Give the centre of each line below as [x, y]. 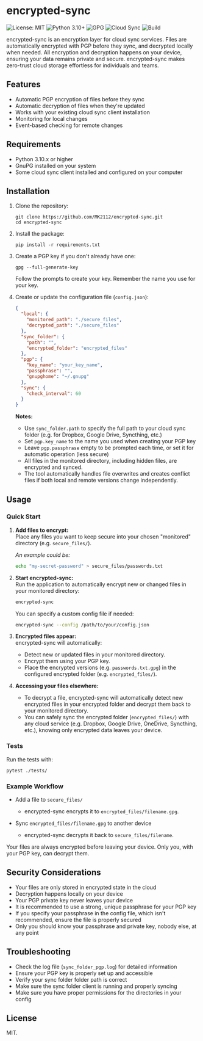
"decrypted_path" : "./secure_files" [73, 325]
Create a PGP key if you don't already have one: [75, 256]
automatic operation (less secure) [66, 454]
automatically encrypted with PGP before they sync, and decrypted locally [100, 46]
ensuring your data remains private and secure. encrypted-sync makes [96, 59]
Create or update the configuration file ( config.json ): [82, 297]
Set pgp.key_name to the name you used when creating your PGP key [110, 441]
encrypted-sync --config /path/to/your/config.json [82, 625]
